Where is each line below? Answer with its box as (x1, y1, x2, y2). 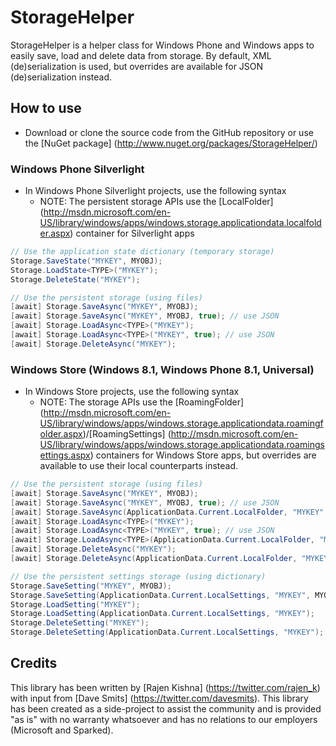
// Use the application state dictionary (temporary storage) (10, 247, 275, 257)
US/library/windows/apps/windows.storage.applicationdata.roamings (39, 439, 325, 451)
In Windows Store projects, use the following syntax (24, 386, 240, 398)
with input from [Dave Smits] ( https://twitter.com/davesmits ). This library (10, 692, 309, 704)
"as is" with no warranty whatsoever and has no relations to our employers (10, 713, 318, 725)
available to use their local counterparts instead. (39, 460, 239, 472)
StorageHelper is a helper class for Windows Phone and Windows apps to (10, 39, 315, 51)
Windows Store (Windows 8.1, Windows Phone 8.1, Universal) (10, 362, 315, 376)
